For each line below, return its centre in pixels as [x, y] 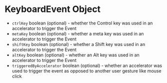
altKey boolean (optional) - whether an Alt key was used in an [75, 55]
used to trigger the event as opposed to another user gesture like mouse [86, 70]
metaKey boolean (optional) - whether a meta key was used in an [78, 33]
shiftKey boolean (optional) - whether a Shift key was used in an [78, 44]
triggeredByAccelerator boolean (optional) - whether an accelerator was [87, 65]
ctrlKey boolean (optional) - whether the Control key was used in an [82, 23]
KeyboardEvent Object [53, 9]
